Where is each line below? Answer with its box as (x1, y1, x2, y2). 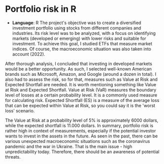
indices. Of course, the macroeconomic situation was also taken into (12, 46, 151, 52)
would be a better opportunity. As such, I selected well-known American (5, 66, 152, 72)
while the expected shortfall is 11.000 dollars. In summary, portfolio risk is (5, 122, 154, 129)
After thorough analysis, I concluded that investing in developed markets (5, 61, 153, 66)
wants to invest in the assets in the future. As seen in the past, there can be (5, 133, 158, 139)
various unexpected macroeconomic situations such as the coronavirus (5, 138, 150, 144)
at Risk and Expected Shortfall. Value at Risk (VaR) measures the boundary (5, 87, 157, 93)
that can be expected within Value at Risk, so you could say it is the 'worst (5, 102, 156, 108)
